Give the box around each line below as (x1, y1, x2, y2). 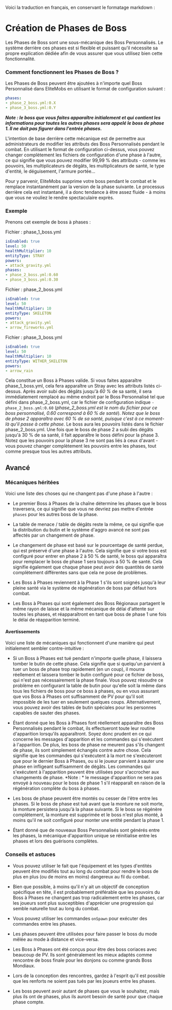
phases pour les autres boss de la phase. (12, 511, 98, 518)
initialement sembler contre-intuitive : (5, 645, 84, 652)
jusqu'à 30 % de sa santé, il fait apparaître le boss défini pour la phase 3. (5, 432, 159, 438)
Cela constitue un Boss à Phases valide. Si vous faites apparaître (5, 377, 142, 383)
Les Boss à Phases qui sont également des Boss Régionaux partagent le (12, 600, 165, 607)
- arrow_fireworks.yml (5, 325, 54, 330)
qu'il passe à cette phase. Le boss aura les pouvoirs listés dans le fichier (10, 421, 164, 427)
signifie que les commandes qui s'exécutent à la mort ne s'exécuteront (12, 752, 162, 759)
